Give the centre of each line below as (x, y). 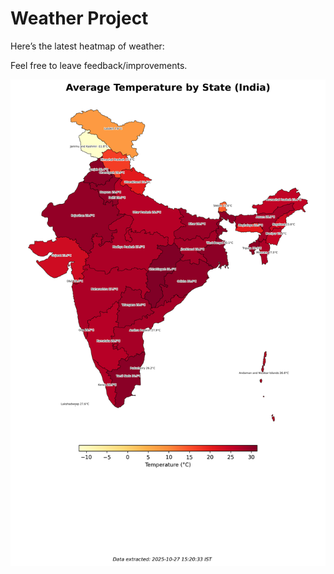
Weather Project (79, 18)
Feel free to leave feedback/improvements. (99, 65)
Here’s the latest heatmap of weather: (87, 46)
